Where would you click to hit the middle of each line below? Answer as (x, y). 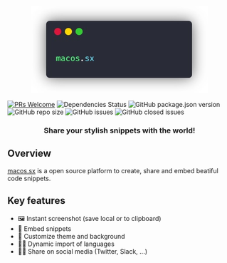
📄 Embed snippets (44, 228)
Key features (36, 201)
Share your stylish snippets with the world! (120, 130)
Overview (30, 154)
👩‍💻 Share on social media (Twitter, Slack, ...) (83, 251)
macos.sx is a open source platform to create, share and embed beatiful (113, 170)
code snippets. (29, 178)
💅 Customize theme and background (72, 236)
